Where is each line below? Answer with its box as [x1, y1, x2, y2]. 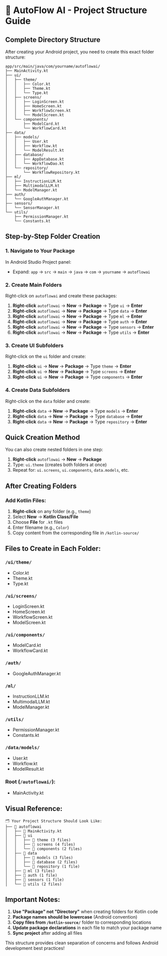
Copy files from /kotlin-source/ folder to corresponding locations [12, 919, 151, 926]
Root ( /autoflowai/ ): [5, 778, 55, 785]
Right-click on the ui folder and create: [5, 354, 86, 360]
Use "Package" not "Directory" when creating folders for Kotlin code [12, 909, 158, 915]
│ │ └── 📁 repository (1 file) [5, 864, 80, 869]
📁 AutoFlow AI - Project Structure [5, 5, 147, 16]
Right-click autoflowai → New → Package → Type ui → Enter [12, 303, 143, 309]
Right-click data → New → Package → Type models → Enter [12, 408, 138, 414]
